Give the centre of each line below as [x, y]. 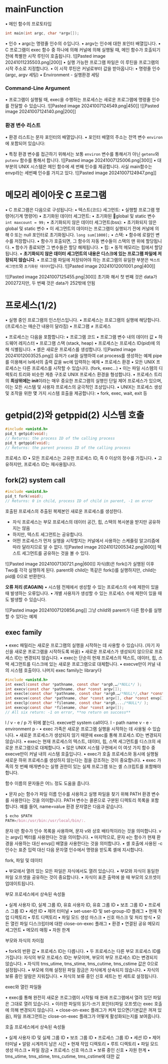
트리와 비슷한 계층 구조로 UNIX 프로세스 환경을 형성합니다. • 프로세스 [85, 375]
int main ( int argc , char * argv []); [42, 33]
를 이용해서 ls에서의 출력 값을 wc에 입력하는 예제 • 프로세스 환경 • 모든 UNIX [80, 362]
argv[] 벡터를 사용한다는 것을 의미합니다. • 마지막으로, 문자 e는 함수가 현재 [83, 837]
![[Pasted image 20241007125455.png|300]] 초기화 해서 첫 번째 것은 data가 [81, 277]
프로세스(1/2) [31, 305]
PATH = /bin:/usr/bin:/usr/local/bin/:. [45, 821]
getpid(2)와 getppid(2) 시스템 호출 [75, 416]
